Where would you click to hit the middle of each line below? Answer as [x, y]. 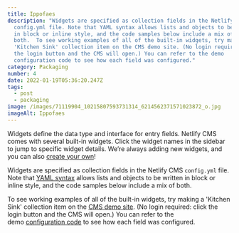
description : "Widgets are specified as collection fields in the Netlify [121, 21]
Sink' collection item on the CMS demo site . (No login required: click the [113, 207]
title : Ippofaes [31, 14]
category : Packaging [38, 67]
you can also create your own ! [52, 156]
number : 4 [22, 73]
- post [23, 93]
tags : [15, 87]
